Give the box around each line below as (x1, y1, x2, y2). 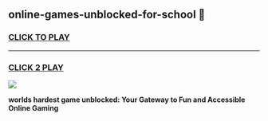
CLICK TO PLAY (8, 32, 70, 43)
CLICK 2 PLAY (8, 61, 64, 72)
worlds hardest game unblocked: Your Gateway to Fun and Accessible (8, 95, 246, 104)
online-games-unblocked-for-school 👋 (8, 8, 206, 21)
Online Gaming (8, 103, 59, 112)
